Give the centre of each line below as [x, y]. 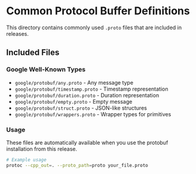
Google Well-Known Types [46, 70]
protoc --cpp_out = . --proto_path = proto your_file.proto [77, 165]
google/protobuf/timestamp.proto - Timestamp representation [91, 89]
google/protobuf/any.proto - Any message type [74, 82]
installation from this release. [42, 149]
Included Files [33, 53]
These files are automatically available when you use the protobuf [87, 142]
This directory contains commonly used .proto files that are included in [94, 27]
